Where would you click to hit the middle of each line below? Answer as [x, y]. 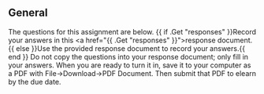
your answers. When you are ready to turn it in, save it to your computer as [130, 65]
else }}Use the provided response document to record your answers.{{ [130, 48]
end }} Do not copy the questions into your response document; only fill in [128, 56]
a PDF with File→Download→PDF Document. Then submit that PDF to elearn [132, 73]
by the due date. [35, 81]
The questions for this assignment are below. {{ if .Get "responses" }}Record [132, 31]
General [28, 13]
